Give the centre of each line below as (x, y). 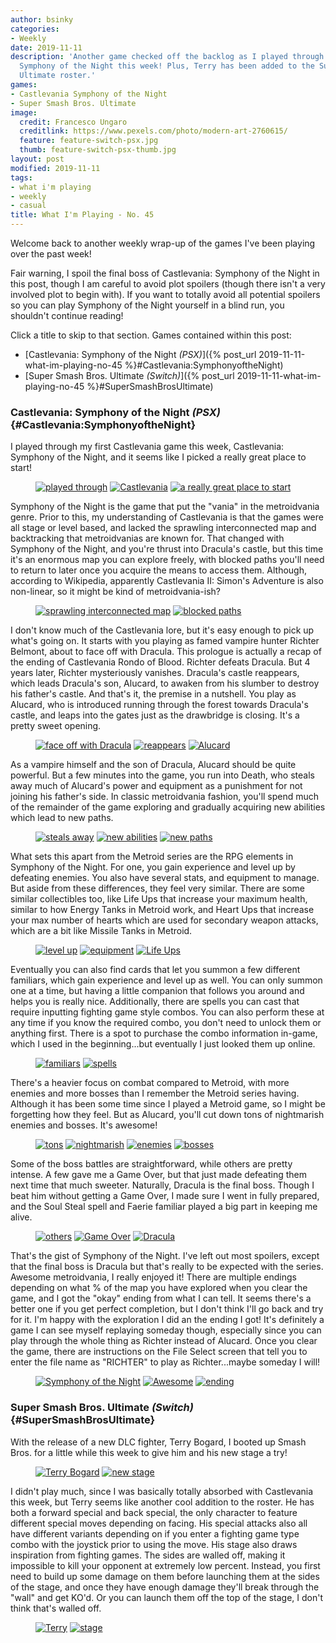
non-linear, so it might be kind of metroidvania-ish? (115, 592)
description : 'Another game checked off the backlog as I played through (167, 57)
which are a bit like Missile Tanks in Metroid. (101, 931)
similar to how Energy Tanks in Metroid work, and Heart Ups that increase (162, 910)
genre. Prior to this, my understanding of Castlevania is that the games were (167, 517)
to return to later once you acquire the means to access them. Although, (159, 570)
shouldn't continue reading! (67, 315)
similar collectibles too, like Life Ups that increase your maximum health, (159, 899)
